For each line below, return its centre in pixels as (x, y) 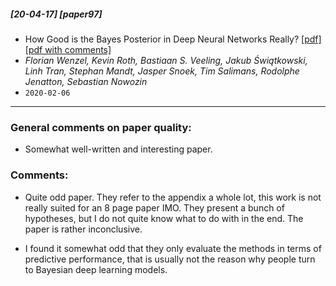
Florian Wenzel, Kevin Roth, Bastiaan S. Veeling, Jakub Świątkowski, (166, 60)
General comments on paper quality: (101, 127)
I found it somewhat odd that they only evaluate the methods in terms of (173, 248)
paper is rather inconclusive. (83, 229)
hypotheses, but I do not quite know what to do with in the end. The (164, 218)
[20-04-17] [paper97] (56, 14)
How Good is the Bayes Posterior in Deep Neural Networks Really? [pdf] (173, 39)
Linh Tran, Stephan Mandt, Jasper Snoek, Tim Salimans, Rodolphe (162, 71)
